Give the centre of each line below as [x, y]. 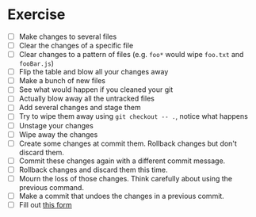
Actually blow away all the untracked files [87, 99]
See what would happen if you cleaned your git [96, 89]
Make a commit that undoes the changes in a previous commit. [122, 196]
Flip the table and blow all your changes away [94, 72]
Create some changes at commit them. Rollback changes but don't [128, 143]
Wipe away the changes [58, 134]
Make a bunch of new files [62, 81]
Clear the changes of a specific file [76, 46]
